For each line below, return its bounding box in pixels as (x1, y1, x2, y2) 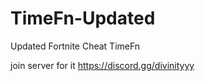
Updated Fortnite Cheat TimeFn (10, 40, 141, 52)
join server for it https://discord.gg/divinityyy (10, 59, 195, 71)
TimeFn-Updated (10, 7, 156, 30)
